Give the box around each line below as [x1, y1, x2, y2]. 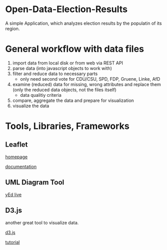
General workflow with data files [5, 43, 144, 55]
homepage [5, 154, 28, 160]
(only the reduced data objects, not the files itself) [12, 87, 117, 93]
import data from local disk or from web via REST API [12, 59, 124, 66]
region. [5, 25, 20, 31]
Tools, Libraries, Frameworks [5, 120, 130, 132]
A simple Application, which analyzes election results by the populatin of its [5, 20, 162, 26]
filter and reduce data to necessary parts [12, 71, 98, 77]
